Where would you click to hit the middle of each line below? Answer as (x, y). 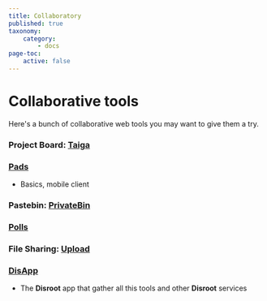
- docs (49, 46)
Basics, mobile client (54, 184)
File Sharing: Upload (50, 248)
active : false (47, 62)
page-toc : (25, 54)
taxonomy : (25, 31)
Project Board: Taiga (50, 144)
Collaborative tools (74, 101)
